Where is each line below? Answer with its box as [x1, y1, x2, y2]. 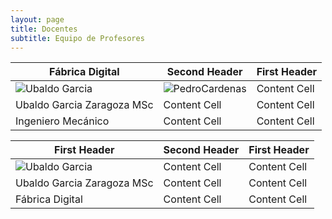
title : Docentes [10, 24, 78, 34]
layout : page [10, 14, 65, 25]
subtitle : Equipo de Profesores [10, 33, 145, 43]
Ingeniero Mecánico [15, 114, 110, 128]
